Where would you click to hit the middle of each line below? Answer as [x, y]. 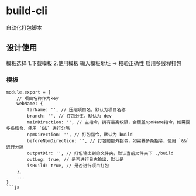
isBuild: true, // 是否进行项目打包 [68, 166]
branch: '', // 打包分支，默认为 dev [70, 116]
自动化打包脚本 [24, 27]
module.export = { [28, 92]
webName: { [30, 104]
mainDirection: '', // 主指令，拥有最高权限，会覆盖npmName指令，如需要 [109, 122]
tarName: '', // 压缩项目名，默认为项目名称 [76, 110]
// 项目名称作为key [37, 99]
